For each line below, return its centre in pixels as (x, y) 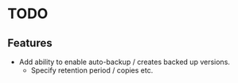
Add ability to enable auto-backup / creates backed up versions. (124, 62)
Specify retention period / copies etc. (92, 70)
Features (30, 43)
